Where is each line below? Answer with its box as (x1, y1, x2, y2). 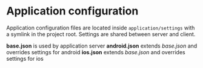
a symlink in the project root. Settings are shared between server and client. (6, 30, 196, 37)
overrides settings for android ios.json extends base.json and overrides (6, 48, 186, 55)
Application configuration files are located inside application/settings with (6, 24, 195, 31)
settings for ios (6, 55, 44, 62)
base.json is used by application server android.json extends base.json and (6, 42, 198, 49)
